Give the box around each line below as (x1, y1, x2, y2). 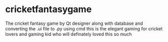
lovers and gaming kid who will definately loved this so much (5, 31, 132, 37)
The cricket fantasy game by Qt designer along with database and (5, 20, 143, 26)
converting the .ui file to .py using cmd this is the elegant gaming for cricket (5, 25, 163, 31)
